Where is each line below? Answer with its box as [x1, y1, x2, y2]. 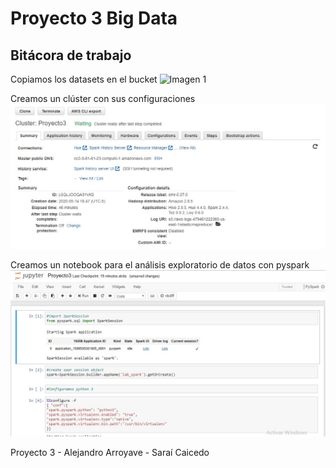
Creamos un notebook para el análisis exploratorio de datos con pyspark [10, 258, 310, 271]
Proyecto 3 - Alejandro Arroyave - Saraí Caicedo [10, 446, 210, 458]
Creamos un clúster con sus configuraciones [10, 93, 196, 104]
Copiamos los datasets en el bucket [10, 73, 158, 85]
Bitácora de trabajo [10, 47, 132, 64]
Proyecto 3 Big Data [10, 7, 178, 30]
